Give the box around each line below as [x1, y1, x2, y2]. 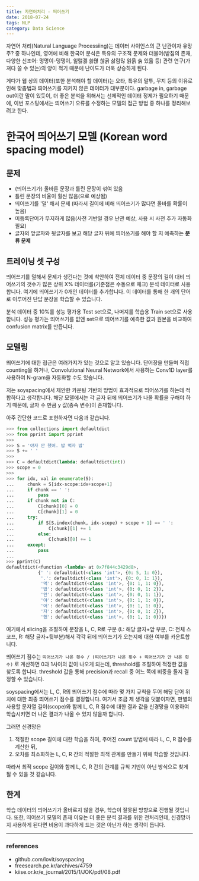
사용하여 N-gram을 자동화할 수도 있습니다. [6, 374, 104, 381]
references [6, 842, 38, 851]
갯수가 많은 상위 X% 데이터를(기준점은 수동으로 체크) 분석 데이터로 [26, 281, 180, 288]
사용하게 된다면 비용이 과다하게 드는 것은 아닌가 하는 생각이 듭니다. [12, 822, 166, 829]
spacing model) [6, 143, 85, 156]
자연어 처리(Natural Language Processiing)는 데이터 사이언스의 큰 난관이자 [6, 42, 182, 49]
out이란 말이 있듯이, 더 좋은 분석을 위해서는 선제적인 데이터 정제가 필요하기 [6, 92, 178, 99]
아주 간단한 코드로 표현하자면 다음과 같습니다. [6, 414, 111, 421]
